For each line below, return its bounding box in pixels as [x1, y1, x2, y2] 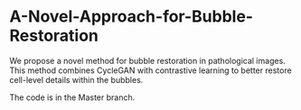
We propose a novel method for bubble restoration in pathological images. [9, 55, 287, 66]
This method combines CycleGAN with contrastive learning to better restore [9, 65, 292, 76]
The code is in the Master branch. [9, 92, 136, 103]
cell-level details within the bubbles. [9, 74, 144, 85]
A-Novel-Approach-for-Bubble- [9, 6, 254, 27]
